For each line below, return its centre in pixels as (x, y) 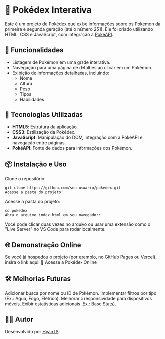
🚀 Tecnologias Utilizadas (44, 115)
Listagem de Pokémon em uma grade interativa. (61, 62)
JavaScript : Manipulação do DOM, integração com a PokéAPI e (77, 137)
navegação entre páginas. (39, 143)
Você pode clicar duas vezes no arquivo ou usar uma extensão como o (78, 224)
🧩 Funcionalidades (34, 50)
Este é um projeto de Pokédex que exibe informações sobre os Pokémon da (83, 24)
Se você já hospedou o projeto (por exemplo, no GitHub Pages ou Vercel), (81, 257)
